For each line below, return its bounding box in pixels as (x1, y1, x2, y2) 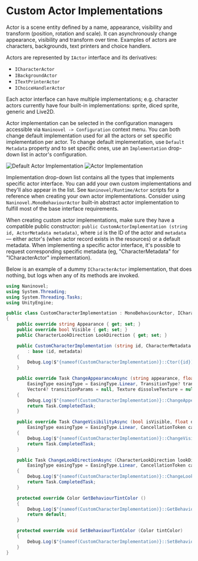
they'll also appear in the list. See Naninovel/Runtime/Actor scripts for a (6, 186, 179, 193)
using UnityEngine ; (6, 300, 54, 306)
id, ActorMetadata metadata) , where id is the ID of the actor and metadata (6, 229, 187, 236)
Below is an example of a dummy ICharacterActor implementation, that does (6, 265, 192, 273)
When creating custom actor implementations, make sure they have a (6, 216, 175, 224)
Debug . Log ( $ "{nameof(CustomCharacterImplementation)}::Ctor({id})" (27, 359, 196, 365)
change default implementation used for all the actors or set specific (6, 132, 172, 139)
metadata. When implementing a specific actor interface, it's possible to (6, 241, 181, 248)
